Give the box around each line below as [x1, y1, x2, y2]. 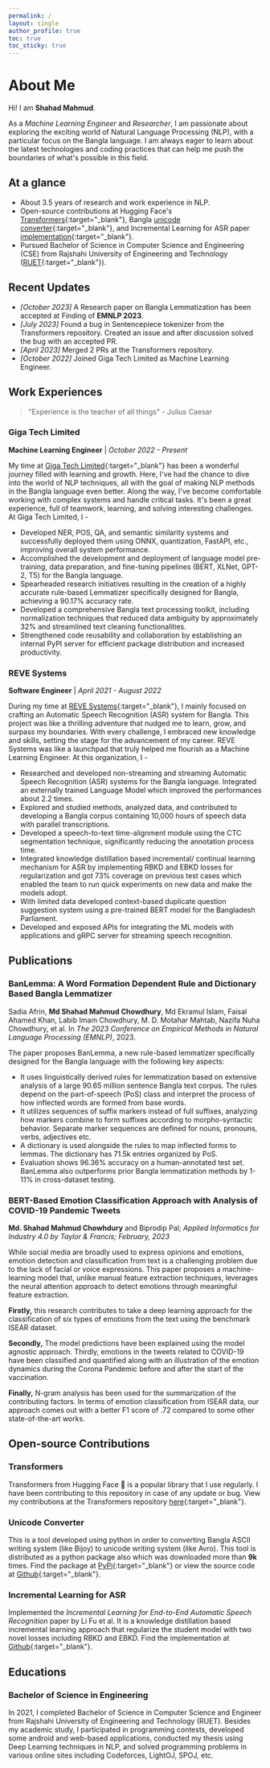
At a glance [8, 176, 67, 190]
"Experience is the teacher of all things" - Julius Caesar [27, 407, 213, 416]
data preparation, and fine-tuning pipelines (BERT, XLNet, [49, 561, 240, 572]
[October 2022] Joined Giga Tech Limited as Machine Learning [19, 353, 229, 363]
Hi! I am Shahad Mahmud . [8, 103, 96, 113]
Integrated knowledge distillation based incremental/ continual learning [19, 854, 256, 864]
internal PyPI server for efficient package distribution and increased [19, 638, 245, 648]
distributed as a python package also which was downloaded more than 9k [8, 1552, 257, 1562]
